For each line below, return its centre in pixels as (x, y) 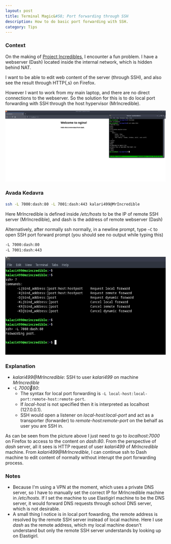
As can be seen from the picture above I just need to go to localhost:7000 (83, 436)
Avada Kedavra (25, 193)
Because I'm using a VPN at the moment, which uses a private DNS (83, 487)
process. (15, 463)
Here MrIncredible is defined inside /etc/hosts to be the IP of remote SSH (82, 214)
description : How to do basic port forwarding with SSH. (67, 21)
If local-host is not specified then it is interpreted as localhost (84, 404)
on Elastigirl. (26, 536)
